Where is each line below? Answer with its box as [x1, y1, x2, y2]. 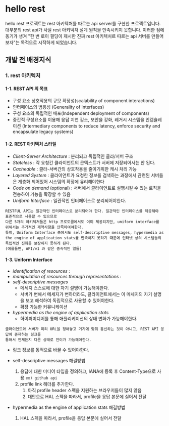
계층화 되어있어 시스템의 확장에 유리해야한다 [18, 178, 104, 185]
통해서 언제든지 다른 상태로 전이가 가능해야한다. [5, 337, 92, 342]
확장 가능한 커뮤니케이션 [20, 304, 68, 310]
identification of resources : [12, 268, 71, 274]
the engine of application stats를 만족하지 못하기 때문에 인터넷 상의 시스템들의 [5, 235, 161, 240]
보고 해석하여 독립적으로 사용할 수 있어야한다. [25, 297, 115, 304]
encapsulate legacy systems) [12, 129, 74, 135]
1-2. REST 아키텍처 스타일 [5, 141, 57, 147]
